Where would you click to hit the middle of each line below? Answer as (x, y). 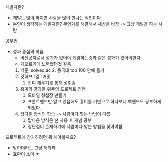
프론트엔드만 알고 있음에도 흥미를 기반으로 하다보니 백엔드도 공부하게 (95, 102)
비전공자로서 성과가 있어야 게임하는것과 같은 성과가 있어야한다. (81, 58)
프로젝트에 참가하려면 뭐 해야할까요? (41, 137)
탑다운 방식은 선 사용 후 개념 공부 (59, 120)
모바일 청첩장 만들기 (47, 95)
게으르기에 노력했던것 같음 (46, 64)
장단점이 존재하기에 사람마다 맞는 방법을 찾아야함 (75, 127)
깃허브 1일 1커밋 (35, 77)
